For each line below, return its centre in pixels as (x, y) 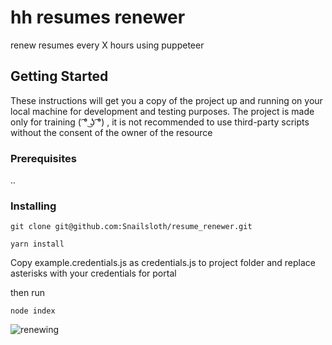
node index (33, 311)
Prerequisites (43, 158)
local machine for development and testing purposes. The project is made (162, 111)
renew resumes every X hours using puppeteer (107, 45)
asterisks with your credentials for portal (93, 273)
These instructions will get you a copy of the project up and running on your (166, 100)
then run (28, 293)
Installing (33, 206)
